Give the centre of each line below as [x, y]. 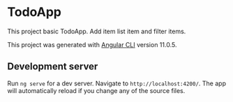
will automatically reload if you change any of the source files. [96, 90]
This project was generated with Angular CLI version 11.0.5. [92, 44]
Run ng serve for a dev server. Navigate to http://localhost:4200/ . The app [117, 83]
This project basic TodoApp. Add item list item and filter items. [97, 31]
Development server [53, 67]
